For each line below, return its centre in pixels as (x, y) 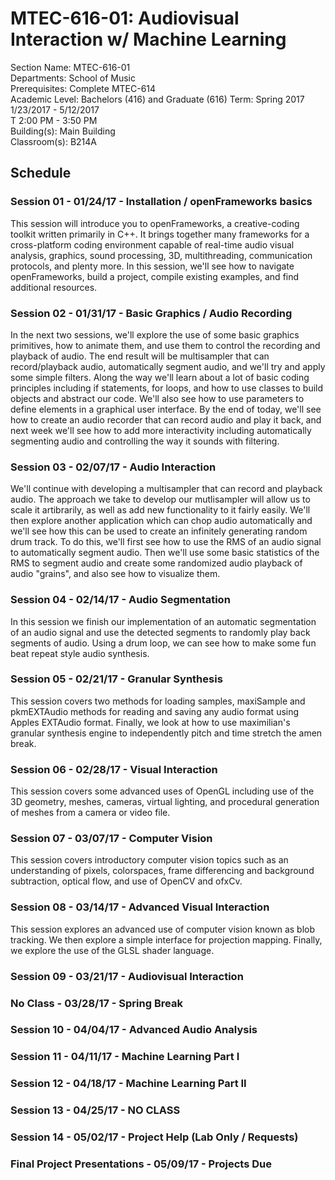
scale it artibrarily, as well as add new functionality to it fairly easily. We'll (160, 510)
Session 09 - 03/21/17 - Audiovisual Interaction (127, 976)
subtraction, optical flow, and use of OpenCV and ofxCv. (126, 881)
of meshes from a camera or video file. (90, 813)
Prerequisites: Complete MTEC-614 (83, 88)
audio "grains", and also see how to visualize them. (115, 574)
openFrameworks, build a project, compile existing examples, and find (155, 276)
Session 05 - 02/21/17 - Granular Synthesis (116, 679)
